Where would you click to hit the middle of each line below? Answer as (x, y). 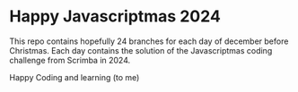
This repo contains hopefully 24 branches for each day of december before (149, 41)
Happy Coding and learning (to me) (74, 77)
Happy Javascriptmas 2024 (115, 17)
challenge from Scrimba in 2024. (70, 60)
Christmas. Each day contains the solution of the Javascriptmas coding (141, 50)
